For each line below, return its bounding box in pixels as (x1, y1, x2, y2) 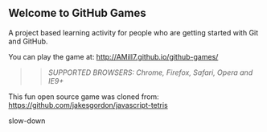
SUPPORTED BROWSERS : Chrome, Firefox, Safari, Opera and (47, 68, 253, 77)
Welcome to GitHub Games (8, 6, 146, 20)
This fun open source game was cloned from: (8, 92, 159, 101)
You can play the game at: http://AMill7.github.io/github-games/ (8, 52, 219, 61)
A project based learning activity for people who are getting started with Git (8, 27, 259, 37)
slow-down (8, 116, 46, 126)
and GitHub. (8, 36, 48, 46)
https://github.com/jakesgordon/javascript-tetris (8, 100, 169, 109)
